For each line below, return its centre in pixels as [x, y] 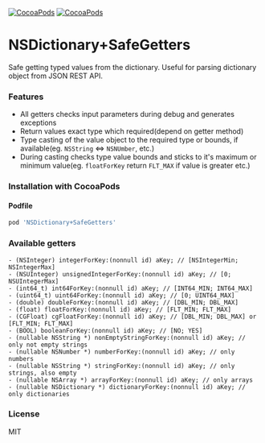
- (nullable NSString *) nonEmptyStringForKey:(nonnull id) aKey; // [127, 337]
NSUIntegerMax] [34, 281]
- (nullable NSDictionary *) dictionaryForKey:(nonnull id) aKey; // [127, 387]
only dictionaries [39, 394]
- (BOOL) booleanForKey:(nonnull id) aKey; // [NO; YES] [106, 330]
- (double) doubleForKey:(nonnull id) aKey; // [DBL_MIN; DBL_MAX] [124, 302]
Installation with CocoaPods [64, 187]
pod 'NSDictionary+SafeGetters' [62, 223]
